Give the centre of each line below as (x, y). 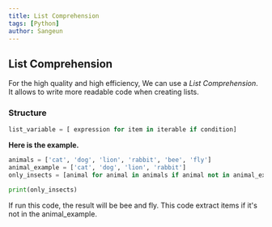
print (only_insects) (43, 190)
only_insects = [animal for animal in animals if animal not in (119, 175)
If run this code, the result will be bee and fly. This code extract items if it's (133, 205)
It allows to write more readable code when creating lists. (104, 92)
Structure (28, 113)
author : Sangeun (36, 31)
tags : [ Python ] (34, 24)
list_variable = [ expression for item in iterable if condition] (123, 130)
